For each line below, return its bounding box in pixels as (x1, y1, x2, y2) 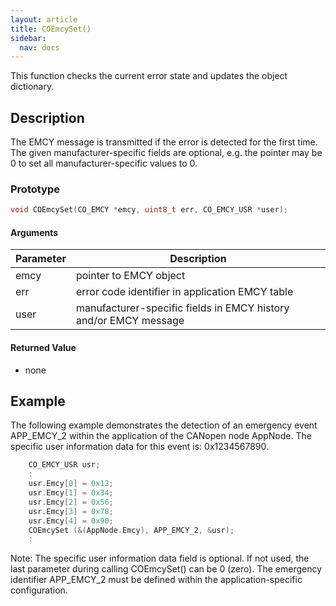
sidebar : (10, 33, 47, 43)
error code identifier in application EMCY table (75, 285, 294, 299)
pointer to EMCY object (75, 269, 186, 283)
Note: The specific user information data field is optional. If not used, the (10, 552, 310, 565)
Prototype (10, 182, 61, 196)
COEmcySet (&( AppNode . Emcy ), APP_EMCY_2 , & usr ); (28, 525, 235, 535)
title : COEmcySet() (10, 24, 92, 34)
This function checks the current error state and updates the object (10, 70, 288, 82)
